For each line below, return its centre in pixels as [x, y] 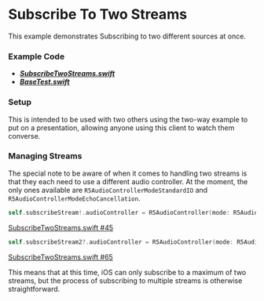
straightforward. [34, 288]
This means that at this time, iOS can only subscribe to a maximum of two [127, 272]
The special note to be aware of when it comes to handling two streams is [128, 173]
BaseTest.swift [44, 82]
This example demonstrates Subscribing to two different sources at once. [127, 36]
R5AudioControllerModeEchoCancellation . [74, 198]
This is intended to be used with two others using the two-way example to [128, 119]
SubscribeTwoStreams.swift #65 [61, 257]
